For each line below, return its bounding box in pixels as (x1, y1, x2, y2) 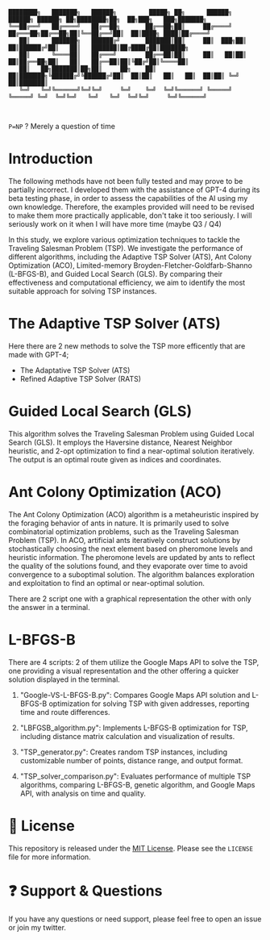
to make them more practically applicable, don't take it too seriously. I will (8, 211, 252, 220)
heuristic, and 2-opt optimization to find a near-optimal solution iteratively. (8, 445, 255, 456)
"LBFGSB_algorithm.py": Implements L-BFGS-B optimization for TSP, (19, 723, 248, 733)
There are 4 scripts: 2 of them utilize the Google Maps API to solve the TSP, (8, 657, 260, 666)
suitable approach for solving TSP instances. (8, 286, 157, 295)
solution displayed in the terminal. (8, 675, 121, 684)
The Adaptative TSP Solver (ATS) (19, 365, 131, 375)
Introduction (8, 150, 93, 168)
